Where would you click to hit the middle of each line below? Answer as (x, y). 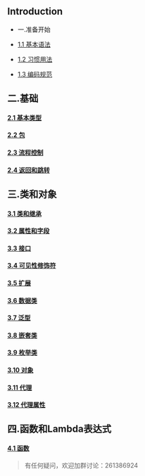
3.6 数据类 (22, 300)
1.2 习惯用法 (35, 59)
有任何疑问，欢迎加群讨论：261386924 (81, 465)
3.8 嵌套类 (22, 335)
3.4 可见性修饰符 (32, 266)
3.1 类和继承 (25, 213)
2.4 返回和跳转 (29, 170)
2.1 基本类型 (25, 117)
